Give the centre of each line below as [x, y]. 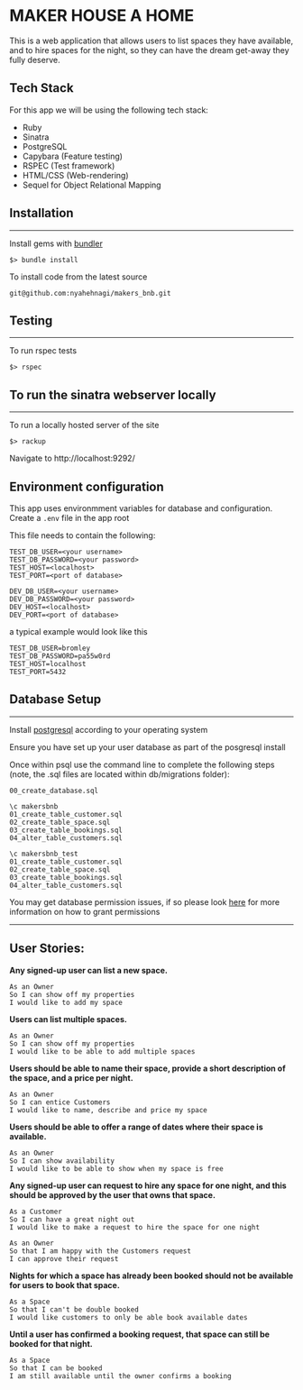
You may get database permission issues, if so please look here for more [145, 901]
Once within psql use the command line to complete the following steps [142, 764]
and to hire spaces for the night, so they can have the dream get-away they [150, 50]
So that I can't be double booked [74, 1309]
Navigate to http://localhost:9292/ [72, 458]
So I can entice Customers [60, 1102]
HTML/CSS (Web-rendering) [75, 175]
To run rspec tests [43, 351]
